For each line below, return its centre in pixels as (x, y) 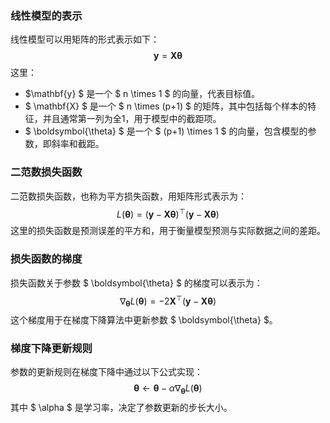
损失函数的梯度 (46, 259)
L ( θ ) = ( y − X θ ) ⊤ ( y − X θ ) (168, 213)
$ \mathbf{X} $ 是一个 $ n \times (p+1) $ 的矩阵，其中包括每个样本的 (166, 106)
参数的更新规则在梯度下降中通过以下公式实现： (106, 372)
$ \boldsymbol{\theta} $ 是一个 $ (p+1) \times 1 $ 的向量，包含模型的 (166, 131)
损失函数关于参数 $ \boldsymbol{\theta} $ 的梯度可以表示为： (136, 283)
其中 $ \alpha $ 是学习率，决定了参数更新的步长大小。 (121, 408)
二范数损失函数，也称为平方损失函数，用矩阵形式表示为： (128, 196)
